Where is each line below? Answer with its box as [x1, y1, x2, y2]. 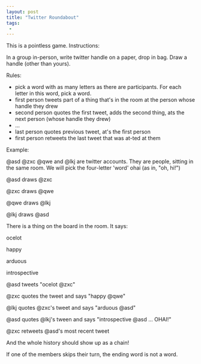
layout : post [6, 8, 39, 15]
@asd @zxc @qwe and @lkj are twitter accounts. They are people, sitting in [6, 158, 194, 165]
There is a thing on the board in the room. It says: [6, 223, 128, 230]
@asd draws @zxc [6, 176, 53, 184]
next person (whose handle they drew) [14, 116, 111, 123]
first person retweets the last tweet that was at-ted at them [14, 135, 161, 142]
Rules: [6, 72, 22, 79]
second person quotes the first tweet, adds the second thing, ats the [14, 109, 185, 116]
